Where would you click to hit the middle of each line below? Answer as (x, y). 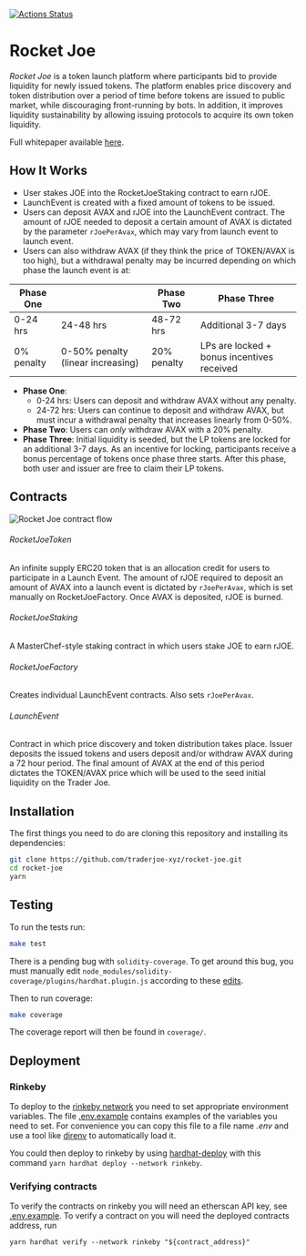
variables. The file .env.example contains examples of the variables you (143, 1117)
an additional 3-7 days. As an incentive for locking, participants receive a (159, 449)
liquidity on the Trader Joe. (60, 782)
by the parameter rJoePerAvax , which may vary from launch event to (150, 231)
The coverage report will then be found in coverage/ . (108, 1032)
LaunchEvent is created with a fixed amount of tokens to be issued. (149, 202)
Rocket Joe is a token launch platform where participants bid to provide (143, 76)
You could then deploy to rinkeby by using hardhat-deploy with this (135, 1153)
